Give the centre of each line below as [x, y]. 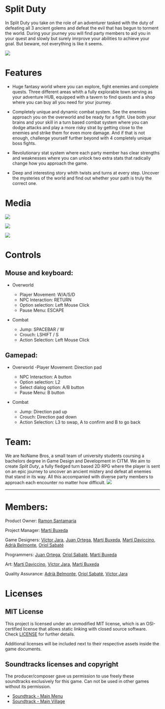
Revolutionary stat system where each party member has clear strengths [86, 153]
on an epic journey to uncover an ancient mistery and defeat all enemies [78, 471]
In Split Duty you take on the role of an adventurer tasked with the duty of [79, 23]
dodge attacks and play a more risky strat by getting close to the [78, 127]
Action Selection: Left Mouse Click [54, 340]
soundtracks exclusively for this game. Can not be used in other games [77, 681]
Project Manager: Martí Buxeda [37, 530]
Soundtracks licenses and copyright [62, 664]
